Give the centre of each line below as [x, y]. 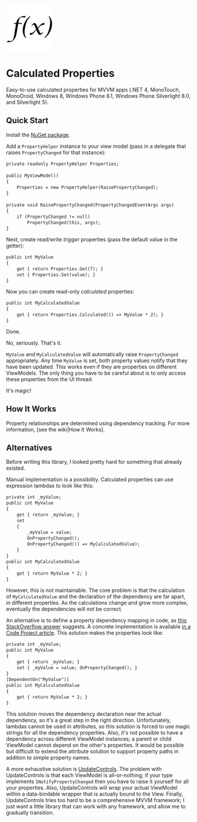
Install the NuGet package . [38, 134]
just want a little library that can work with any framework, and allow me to [96, 807]
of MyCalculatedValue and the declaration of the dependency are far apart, [96, 597]
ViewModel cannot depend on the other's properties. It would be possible [95, 745]
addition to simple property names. [48, 758]
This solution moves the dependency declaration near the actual [84, 714]
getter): [15, 245]
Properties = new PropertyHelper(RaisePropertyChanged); [88, 187]
